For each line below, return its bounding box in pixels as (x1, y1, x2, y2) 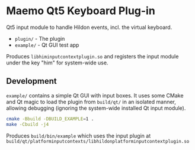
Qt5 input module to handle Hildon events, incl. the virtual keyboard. (6, 24, 172, 31)
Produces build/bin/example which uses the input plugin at (6, 132, 151, 139)
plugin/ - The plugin (14, 35, 65, 42)
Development (6, 76, 57, 86)
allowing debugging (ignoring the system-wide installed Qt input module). (6, 105, 186, 112)
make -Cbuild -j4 (6, 121, 49, 128)
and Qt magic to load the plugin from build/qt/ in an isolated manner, (6, 98, 177, 105)
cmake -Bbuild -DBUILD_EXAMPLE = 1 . (6, 116, 94, 122)
